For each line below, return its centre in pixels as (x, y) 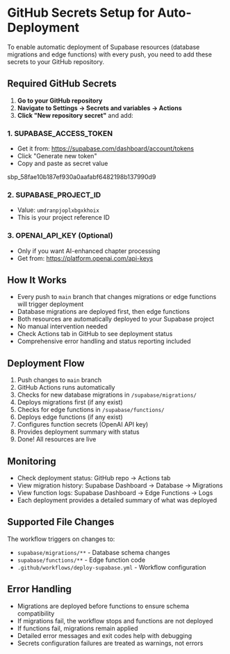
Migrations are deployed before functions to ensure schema (103, 606)
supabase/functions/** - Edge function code (81, 560)
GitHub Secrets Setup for (81, 13)
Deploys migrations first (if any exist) (70, 402)
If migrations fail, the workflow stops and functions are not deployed (115, 621)
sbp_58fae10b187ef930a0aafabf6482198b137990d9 (82, 177)
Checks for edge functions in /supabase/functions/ (91, 410)
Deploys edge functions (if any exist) (70, 417)
